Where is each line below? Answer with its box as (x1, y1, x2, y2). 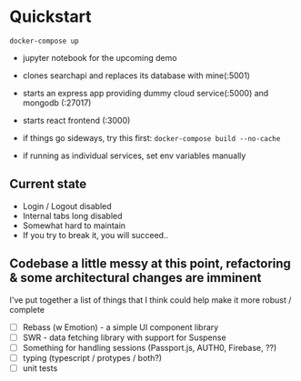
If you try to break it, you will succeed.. (22, 229, 169, 240)
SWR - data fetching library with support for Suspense (22, 332, 226, 343)
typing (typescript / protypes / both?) (22, 352, 162, 363)
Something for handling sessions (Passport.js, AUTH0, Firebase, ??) (22, 342, 277, 353)
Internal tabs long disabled (22, 210, 123, 221)
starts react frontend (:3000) (22, 115, 131, 125)
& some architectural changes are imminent (9, 270, 262, 286)
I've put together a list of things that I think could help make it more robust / (9, 294, 292, 306)
